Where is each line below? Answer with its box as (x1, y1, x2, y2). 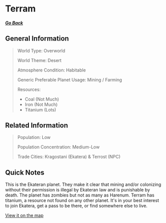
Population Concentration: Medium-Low (17, 144, 100, 150)
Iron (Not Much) (24, 101, 58, 107)
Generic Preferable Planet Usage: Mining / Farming (17, 76, 122, 82)
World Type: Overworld (17, 47, 66, 53)
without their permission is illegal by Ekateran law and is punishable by (5, 187, 151, 193)
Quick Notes (5, 168, 45, 176)
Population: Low (17, 134, 51, 140)
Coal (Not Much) (24, 96, 59, 102)
